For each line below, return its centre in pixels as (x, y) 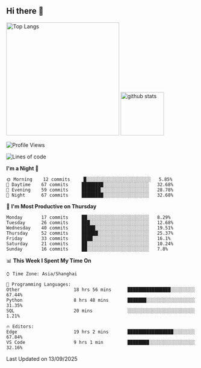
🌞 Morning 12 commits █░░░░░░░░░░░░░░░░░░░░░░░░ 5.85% (89, 179)
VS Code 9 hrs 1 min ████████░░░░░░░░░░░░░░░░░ (101, 342)
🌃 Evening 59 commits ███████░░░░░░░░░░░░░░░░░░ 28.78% (90, 190)
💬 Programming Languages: (39, 284)
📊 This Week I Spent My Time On (49, 260)
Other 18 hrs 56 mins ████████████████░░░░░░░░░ (101, 290)
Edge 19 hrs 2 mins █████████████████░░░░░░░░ (101, 332)
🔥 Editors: (20, 326)
